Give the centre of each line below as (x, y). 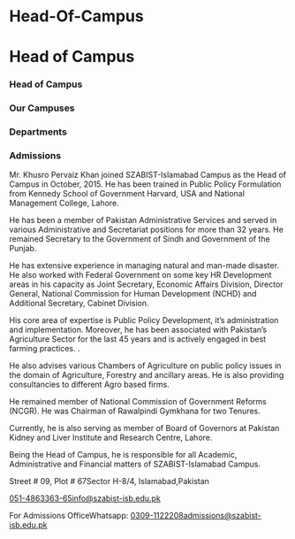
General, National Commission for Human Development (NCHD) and (133, 294)
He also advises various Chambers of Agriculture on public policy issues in (145, 366)
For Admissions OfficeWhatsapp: (69, 516)
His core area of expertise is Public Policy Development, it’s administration (144, 320)
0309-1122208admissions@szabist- (196, 516)
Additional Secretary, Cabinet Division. (79, 304)
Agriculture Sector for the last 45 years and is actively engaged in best (138, 339)
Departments (38, 132)
